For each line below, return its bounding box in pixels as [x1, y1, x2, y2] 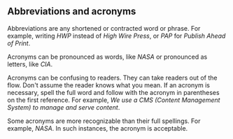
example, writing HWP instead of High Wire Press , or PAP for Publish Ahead [7, 31, 226, 40]
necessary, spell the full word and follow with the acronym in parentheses [7, 88, 220, 96]
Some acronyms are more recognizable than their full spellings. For [7, 117, 201, 125]
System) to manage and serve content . [7, 103, 120, 111]
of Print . [7, 38, 31, 47]
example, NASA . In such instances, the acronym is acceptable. [7, 124, 188, 132]
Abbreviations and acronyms [7, 6, 136, 17]
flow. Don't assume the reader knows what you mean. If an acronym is [7, 80, 210, 89]
